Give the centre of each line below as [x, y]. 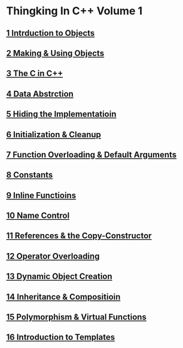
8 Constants [30, 175]
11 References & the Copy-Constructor [79, 236]
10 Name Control [38, 216]
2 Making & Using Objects [55, 53]
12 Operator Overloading [53, 256]
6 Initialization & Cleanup [54, 135]
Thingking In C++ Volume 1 [74, 11]
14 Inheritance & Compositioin [63, 297]
